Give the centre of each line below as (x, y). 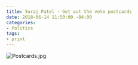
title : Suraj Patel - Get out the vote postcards (69, 12)
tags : (13, 34)
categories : (21, 22)
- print (16, 39)
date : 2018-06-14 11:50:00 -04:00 (49, 17)
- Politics (20, 28)
